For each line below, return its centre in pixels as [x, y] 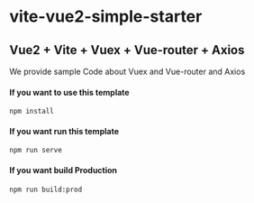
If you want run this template [64, 131]
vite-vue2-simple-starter [106, 17]
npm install [32, 111]
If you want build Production [63, 170]
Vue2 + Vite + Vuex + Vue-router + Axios [127, 50]
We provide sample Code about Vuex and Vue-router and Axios [127, 71]
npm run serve [36, 151]
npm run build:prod [46, 189]
